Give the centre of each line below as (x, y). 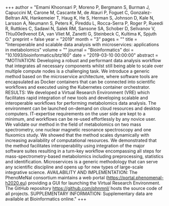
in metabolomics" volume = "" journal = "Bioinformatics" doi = (70, 50)
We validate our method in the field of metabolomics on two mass (73, 124)
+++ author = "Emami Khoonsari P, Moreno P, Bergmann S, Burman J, (77, 7)
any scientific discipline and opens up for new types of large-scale (74, 167)
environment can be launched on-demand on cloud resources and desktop (83, 108)
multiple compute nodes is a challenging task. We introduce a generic (77, 71)
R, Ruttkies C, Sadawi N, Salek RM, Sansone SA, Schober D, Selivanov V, (80, 29)
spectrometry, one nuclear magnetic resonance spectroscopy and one (78, 130)
